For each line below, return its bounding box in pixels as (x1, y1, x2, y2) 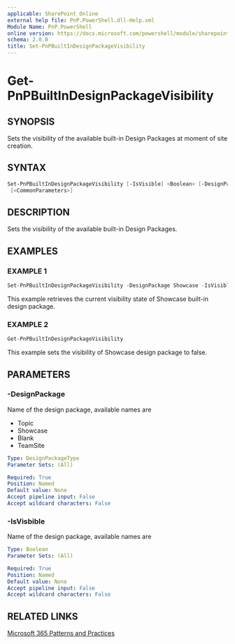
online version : (7, 29, 55, 37)
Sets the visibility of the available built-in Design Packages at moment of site (7, 134, 228, 142)
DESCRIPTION (7, 206, 70, 218)
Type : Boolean (7, 546, 49, 553)
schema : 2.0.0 (7, 36, 49, 43)
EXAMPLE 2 (7, 319, 49, 329)
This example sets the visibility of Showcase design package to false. (7, 348, 208, 357)
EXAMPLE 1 (7, 266, 48, 276)
